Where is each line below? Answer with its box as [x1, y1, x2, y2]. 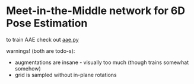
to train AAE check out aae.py [6, 36, 79, 43]
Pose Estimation [6, 16, 88, 30]
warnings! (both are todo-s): [6, 47, 75, 54]
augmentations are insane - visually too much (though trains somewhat [14, 59, 189, 66]
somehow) [14, 65, 41, 72]
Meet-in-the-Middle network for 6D [6, 4, 186, 18]
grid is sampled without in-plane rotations [14, 71, 117, 78]
